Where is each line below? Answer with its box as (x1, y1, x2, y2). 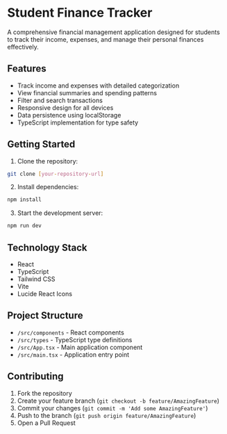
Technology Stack (7, 241, 87, 253)
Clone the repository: (17, 156, 78, 165)
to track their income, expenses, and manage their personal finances (7, 35, 204, 43)
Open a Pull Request (17, 419, 76, 427)
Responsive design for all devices (17, 103, 114, 112)
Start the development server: (17, 209, 103, 217)
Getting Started (7, 138, 76, 150)
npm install (7, 196, 42, 203)
